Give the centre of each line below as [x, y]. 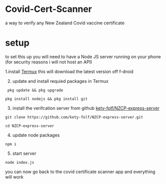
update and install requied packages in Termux [60, 81]
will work [14, 177]
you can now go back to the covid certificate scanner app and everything [80, 172]
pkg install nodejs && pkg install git [46, 99]
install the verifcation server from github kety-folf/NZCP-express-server [86, 108]
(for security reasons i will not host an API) [49, 62]
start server [24, 153]
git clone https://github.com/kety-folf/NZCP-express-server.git [74, 117]
